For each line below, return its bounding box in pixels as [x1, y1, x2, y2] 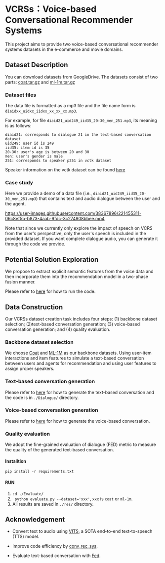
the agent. [5, 201, 26, 207]
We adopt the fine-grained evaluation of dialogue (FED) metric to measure [5, 442, 157, 447]
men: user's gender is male [5, 154, 63, 159]
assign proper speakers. [5, 365, 55, 372]
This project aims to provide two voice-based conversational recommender [5, 41, 159, 47]
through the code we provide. [5, 241, 66, 247]
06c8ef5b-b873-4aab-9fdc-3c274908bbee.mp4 [5, 216, 105, 222]
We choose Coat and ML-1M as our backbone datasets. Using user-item [5, 350, 152, 356]
